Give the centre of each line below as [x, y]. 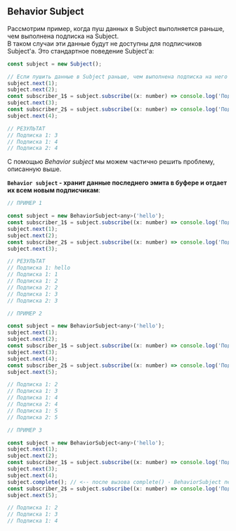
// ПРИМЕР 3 [25, 430]
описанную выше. [34, 169]
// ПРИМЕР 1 [25, 204]
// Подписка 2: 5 [33, 417]
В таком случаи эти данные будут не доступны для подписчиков [105, 43]
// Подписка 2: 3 [33, 301]
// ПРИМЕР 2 [25, 313]
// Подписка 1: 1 [33, 275]
